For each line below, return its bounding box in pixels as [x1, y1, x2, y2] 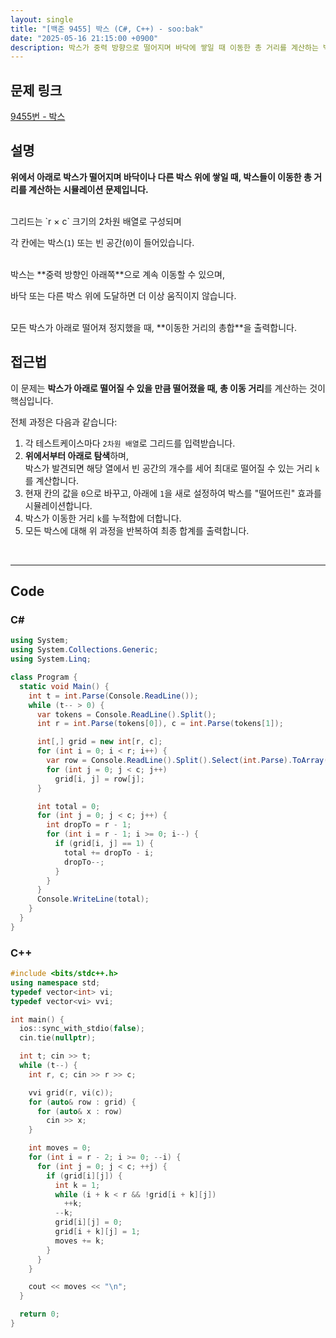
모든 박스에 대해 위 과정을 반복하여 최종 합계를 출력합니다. [24, 524, 250, 536]
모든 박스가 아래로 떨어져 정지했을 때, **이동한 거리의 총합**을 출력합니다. [10, 321, 297, 333]
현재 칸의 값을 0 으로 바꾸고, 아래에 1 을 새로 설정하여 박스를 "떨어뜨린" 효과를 [24, 487, 322, 499]
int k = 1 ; [54, 1180, 101, 1190]
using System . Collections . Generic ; [10, 645, 159, 655]
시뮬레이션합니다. [24, 499, 93, 511]
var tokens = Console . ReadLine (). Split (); [36, 709, 217, 720]
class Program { [10, 672, 78, 682]
